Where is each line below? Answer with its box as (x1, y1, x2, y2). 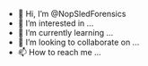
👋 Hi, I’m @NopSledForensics (17, 9, 126, 19)
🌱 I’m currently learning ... (17, 28, 114, 37)
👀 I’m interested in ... (17, 18, 94, 29)
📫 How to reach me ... (17, 47, 101, 57)
